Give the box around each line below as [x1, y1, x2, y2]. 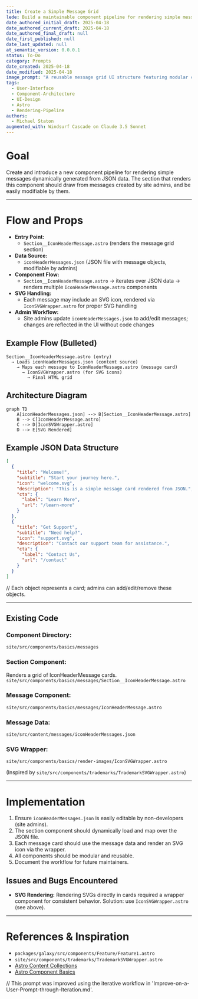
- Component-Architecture [11, 91, 75, 97]
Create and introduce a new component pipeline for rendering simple [6, 169, 174, 176]
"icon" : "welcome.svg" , [16, 480, 75, 486]
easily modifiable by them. [6, 187, 70, 195]
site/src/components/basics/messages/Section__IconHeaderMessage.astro [6, 677, 186, 683]
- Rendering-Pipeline [11, 107, 65, 113]
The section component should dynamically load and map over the [14, 827, 177, 834]
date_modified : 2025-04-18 [6, 69, 72, 75]
